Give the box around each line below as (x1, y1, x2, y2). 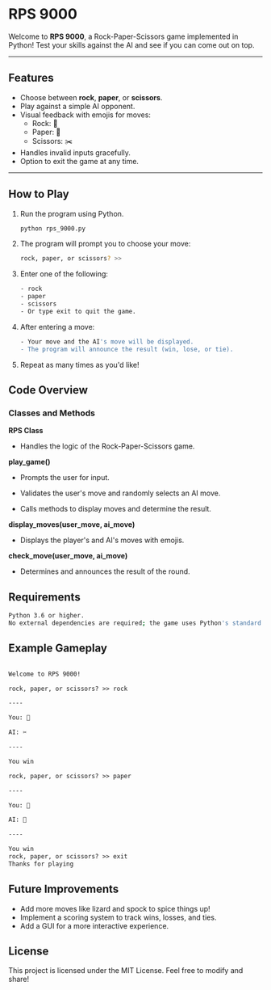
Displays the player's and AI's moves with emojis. (19, 535, 185, 546)
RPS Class (8, 426, 44, 436)
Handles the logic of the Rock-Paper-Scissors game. (19, 441, 195, 451)
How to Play (8, 187, 70, 201)
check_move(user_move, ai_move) (8, 551, 128, 561)
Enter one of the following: (19, 269, 109, 279)
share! (8, 975, 30, 984)
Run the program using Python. (19, 209, 124, 218)
